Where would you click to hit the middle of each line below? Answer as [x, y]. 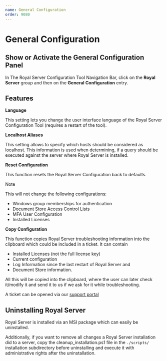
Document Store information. [42, 270]
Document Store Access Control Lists [51, 209]
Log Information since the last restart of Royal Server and [71, 265]
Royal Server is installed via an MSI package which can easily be [72, 322]
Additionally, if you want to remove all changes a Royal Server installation [80, 337]
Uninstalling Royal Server [45, 310]
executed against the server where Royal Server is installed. [67, 155]
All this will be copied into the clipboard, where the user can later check [79, 280]
